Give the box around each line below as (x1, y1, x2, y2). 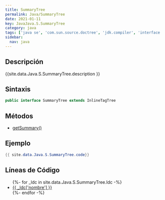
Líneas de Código (5, 166, 60, 174)
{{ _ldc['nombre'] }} (12, 184, 52, 190)
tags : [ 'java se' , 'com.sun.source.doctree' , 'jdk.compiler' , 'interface (5, 30, 161, 35)
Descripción (5, 58, 43, 66)
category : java (5, 26, 37, 31)
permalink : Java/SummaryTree (5, 12, 65, 17)
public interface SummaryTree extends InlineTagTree (5, 98, 116, 103)
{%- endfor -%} (12, 190, 45, 196)
